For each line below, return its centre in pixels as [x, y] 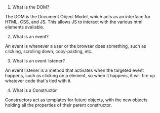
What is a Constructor [35, 90]
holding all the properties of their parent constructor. [59, 105]
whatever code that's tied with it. [39, 81]
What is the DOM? [31, 7]
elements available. [25, 27]
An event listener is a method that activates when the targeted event [75, 70]
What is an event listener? [39, 61]
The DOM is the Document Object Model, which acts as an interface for [78, 16]
